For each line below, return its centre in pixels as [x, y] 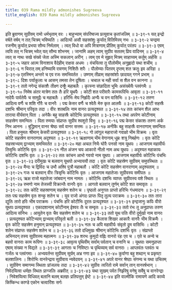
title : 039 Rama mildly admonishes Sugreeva [53, 10]
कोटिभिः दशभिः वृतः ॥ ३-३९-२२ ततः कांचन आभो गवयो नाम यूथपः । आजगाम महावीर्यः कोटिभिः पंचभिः [86, 155]
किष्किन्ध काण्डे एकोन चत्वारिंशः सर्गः [34, 282]
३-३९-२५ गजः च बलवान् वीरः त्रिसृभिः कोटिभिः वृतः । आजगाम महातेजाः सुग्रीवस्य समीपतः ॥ [78, 172]
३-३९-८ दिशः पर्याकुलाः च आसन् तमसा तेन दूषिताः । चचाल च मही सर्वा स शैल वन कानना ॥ [79, 80]
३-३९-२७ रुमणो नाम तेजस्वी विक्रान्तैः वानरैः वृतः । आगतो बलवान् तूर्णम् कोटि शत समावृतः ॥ [79, 184]
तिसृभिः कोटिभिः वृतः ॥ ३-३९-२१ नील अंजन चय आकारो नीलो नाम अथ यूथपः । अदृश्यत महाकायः [83, 149]
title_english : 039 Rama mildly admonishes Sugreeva [63, 15]
